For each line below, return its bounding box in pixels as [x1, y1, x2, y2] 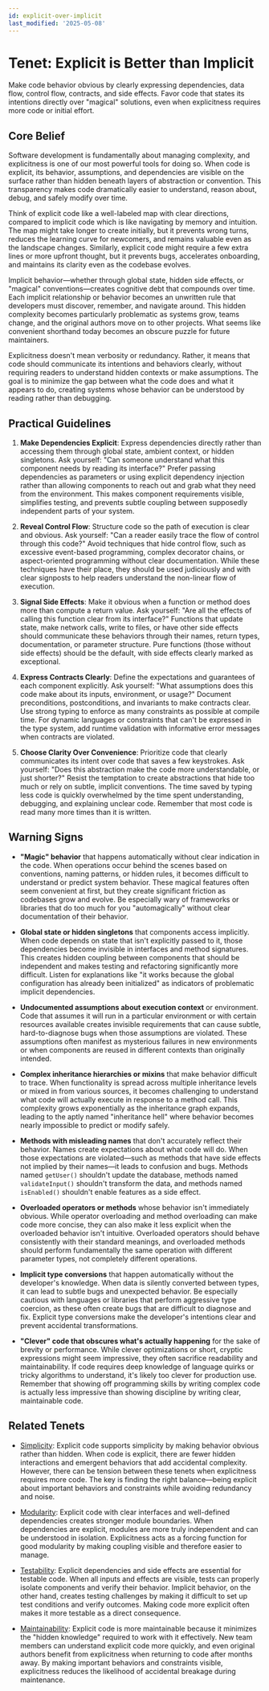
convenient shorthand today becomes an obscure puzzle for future [8, 327, 230, 336]
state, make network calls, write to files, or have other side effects [19, 623, 238, 633]
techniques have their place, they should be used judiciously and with [19, 564, 251, 574]
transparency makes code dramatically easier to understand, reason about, [8, 185, 257, 194]
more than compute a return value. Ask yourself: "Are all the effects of [19, 605, 252, 615]
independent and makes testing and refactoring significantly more [19, 961, 238, 971]
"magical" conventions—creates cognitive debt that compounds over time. [8, 284, 255, 294]
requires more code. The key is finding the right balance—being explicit [19, 1474, 257, 1484]
